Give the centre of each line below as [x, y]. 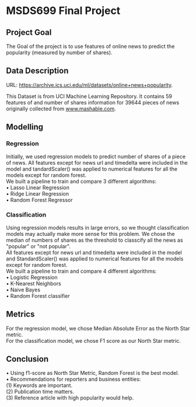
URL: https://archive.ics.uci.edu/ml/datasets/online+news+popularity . [90, 85]
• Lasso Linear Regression [38, 187]
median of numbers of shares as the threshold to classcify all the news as [94, 240]
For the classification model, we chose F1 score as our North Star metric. [93, 340]
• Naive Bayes [23, 290]
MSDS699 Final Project [63, 11]
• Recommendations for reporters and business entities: [73, 379]
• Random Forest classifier [38, 295]
